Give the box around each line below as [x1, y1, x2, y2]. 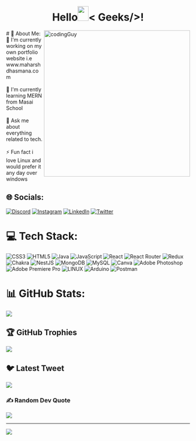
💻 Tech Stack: [6, 229, 78, 243]
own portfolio [6, 49, 38, 56]
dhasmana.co [6, 67, 39, 74]
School [6, 104, 23, 111]
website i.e [6, 54, 32, 61]
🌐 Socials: [6, 192, 44, 202]
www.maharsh [6, 61, 41, 68]
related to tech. [6, 135, 43, 143]
